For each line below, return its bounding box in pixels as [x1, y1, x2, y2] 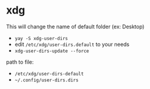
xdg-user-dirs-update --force [14, 48, 90, 54]
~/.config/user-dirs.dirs [14, 77, 79, 83]
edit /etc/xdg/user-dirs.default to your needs [14, 41, 130, 48]
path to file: [6, 58, 34, 65]
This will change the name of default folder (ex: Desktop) [6, 23, 145, 30]
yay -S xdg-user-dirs [14, 35, 68, 41]
